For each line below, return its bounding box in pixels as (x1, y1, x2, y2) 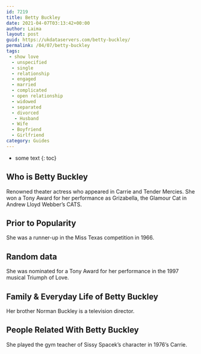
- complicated (11, 87, 47, 93)
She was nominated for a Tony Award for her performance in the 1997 (6, 268, 179, 275)
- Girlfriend (11, 132, 45, 139)
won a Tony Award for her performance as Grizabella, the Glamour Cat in (6, 194, 187, 201)
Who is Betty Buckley (6, 172, 88, 182)
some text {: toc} (14, 154, 57, 162)
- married (11, 82, 36, 88)
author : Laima (6, 25, 42, 32)
